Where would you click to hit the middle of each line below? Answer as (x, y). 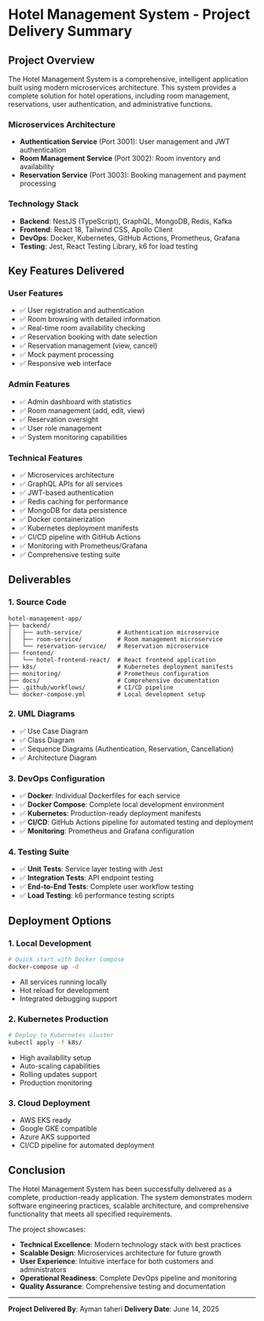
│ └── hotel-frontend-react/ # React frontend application (112, 660)
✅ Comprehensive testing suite (70, 554)
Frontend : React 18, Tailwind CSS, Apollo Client (96, 229)
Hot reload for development (64, 990)
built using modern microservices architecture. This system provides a (122, 87)
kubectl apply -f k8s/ (45, 1043)
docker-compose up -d (44, 967)
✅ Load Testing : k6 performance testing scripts (97, 895)
